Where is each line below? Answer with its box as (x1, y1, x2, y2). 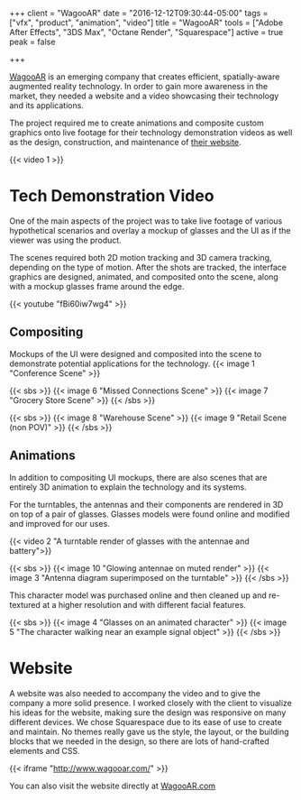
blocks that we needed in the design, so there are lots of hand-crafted (9, 735, 270, 747)
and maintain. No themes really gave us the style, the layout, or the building (9, 726, 290, 737)
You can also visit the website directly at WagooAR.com (9, 780, 216, 791)
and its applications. (9, 100, 84, 111)
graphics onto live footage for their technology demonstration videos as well (9, 127, 293, 138)
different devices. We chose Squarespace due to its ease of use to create (9, 716, 282, 727)
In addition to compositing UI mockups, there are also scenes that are (9, 472, 268, 483)
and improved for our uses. (9, 518, 110, 529)
